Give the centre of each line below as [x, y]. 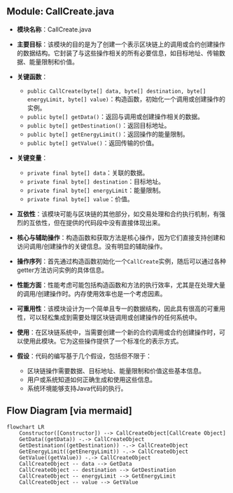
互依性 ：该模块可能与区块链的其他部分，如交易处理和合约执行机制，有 [118, 214]
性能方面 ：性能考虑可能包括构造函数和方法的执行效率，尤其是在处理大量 [121, 285]
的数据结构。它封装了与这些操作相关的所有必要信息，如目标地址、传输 [118, 53]
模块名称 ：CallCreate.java [54, 29]
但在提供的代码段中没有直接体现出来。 [109, 222]
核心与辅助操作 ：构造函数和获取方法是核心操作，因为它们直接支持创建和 [121, 237]
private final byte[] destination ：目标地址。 [96, 181]
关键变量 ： [32, 158]
